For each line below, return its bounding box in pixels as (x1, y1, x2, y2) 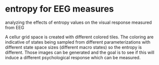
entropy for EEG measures (5, 3, 114, 15)
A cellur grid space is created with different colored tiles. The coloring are (5, 34, 154, 40)
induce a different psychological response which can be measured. (5, 54, 141, 60)
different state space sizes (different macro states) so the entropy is (5, 44, 142, 50)
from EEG (5, 24, 24, 30)
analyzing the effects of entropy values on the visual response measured (5, 19, 152, 25)
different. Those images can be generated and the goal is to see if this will (5, 49, 155, 55)
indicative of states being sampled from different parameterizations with (5, 39, 151, 45)
